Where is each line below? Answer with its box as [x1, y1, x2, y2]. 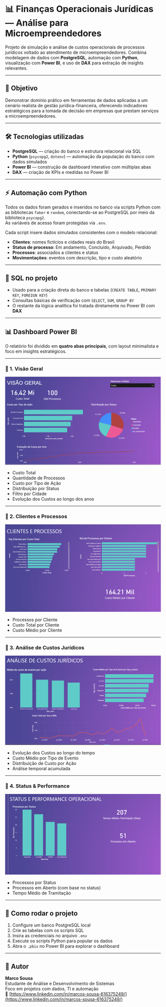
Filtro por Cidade [12, 491, 47, 497]
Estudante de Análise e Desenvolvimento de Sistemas [5, 981, 115, 987]
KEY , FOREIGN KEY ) [12, 292, 48, 298]
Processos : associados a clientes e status [12, 250, 99, 255]
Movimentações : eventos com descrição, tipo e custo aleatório [12, 255, 142, 261]
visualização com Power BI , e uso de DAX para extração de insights [5, 60, 144, 66]
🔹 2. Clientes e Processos [5, 513, 68, 520]
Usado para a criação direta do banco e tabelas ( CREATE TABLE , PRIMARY [12, 287, 157, 293]
